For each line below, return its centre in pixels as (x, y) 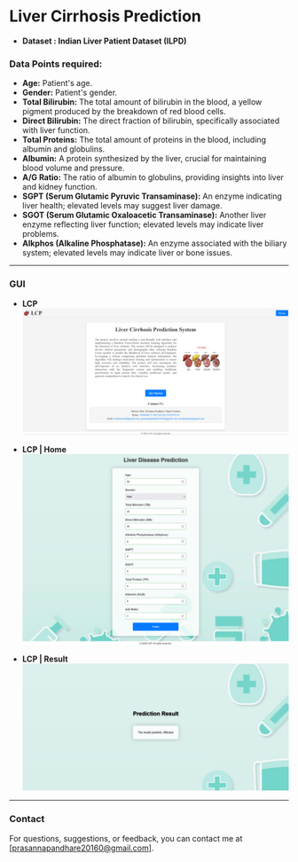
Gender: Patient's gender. (70, 93)
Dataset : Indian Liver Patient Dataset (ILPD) (104, 41)
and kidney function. (59, 187)
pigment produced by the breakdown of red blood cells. (124, 112)
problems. (40, 234)
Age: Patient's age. (57, 83)
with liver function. (56, 130)
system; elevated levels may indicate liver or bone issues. (127, 253)
